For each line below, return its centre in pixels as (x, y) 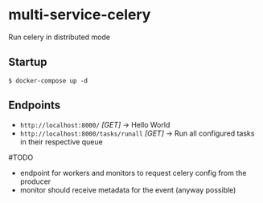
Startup (28, 62)
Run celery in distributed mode (60, 37)
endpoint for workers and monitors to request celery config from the (133, 173)
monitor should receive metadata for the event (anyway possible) (128, 189)
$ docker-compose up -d (48, 81)
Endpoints (35, 106)
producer (35, 181)
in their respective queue (61, 141)
